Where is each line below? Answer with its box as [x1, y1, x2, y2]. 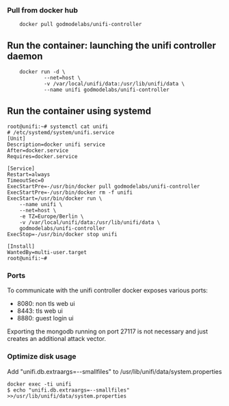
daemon [7, 50, 43, 62]
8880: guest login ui [16, 314, 74, 322]
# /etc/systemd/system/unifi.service [7, 129, 115, 136]
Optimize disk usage [7, 352, 77, 361]
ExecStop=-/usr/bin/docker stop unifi [7, 231, 118, 238]
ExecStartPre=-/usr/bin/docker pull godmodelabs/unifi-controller [7, 183, 200, 190]
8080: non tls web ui [16, 300, 75, 308]
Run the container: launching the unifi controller [7, 40, 217, 51]
